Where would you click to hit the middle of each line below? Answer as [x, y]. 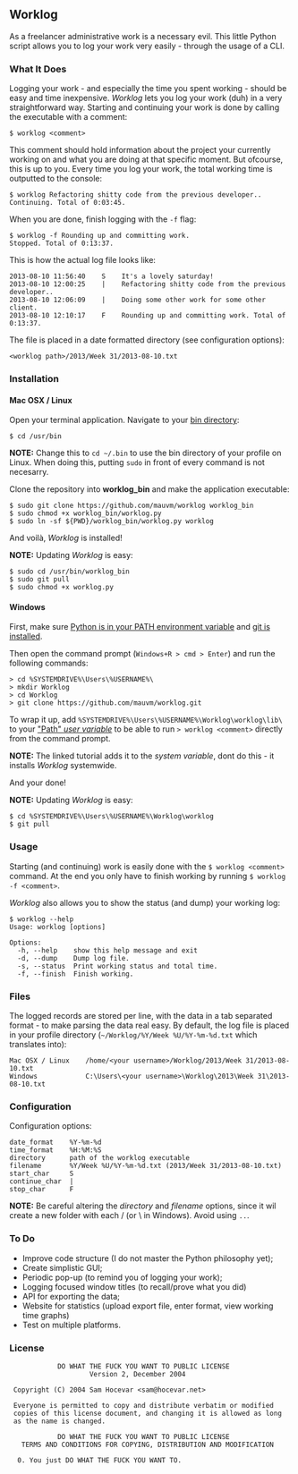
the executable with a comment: [68, 117]
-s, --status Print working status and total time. [118, 966]
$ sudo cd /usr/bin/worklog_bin [69, 572]
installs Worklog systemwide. [63, 766]
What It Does [38, 69]
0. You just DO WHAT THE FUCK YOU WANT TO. [99, 1460]
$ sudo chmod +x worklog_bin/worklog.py [86, 513]
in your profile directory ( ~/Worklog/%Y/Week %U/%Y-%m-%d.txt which [133, 1035]
